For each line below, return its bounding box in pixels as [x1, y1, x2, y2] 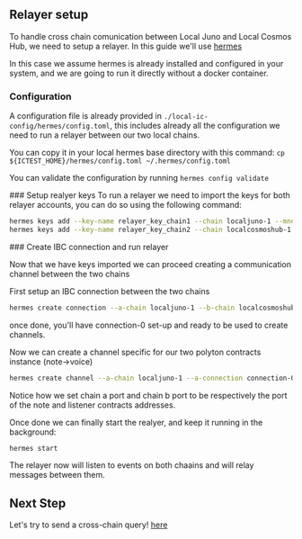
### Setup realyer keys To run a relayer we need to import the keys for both [9, 190, 290, 201]
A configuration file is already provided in [9, 111, 162, 121]
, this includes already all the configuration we [109, 121, 280, 131]
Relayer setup [9, 7, 89, 22]
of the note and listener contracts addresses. [9, 400, 176, 410]
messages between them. [9, 470, 105, 481]
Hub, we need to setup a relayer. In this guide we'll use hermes [9, 40, 243, 51]
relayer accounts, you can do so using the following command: [9, 200, 243, 211]
